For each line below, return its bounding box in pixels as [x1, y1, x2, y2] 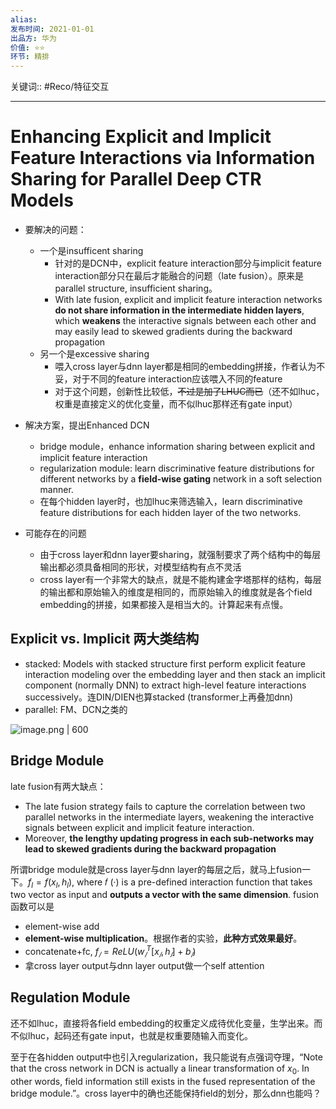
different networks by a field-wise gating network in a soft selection [39, 473, 322, 485]
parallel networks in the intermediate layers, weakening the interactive [24, 811, 315, 823]
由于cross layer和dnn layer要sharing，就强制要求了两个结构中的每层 [39, 549, 322, 561]
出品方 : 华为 [10, 33, 57, 43]
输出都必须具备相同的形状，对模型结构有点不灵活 [39, 561, 242, 573]
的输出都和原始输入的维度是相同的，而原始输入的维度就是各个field [39, 586, 313, 598]
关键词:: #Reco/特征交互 [10, 81, 110, 93]
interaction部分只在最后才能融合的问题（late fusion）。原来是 [54, 270, 305, 282]
